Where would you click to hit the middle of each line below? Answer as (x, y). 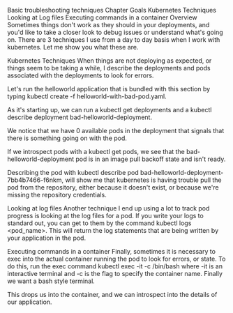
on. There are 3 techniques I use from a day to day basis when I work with (114, 40)
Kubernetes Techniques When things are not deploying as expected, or (110, 61)
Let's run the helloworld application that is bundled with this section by (109, 89)
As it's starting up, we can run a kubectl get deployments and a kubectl (110, 110)
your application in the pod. (46, 238)
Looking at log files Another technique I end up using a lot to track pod (108, 208)
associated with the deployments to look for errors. (81, 75)
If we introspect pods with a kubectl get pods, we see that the (96, 152)
